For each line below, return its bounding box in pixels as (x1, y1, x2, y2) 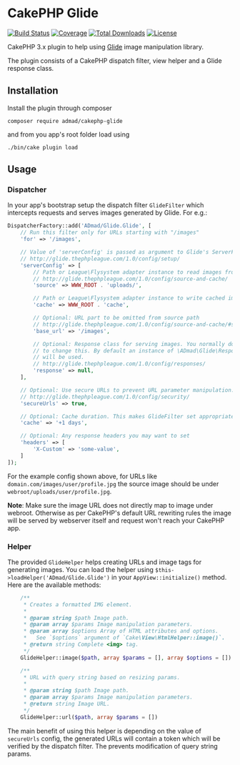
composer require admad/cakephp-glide (7, 117, 123, 124)
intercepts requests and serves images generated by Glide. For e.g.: (7, 209, 208, 217)
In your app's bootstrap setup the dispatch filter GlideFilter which (7, 201, 204, 209)
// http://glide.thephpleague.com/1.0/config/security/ (20, 393, 191, 400)
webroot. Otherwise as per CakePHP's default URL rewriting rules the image (7, 508, 232, 517)
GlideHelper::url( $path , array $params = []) (20, 714, 159, 721)
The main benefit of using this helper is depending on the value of (7, 726, 201, 735)
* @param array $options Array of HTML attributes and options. (23, 628, 219, 635)
